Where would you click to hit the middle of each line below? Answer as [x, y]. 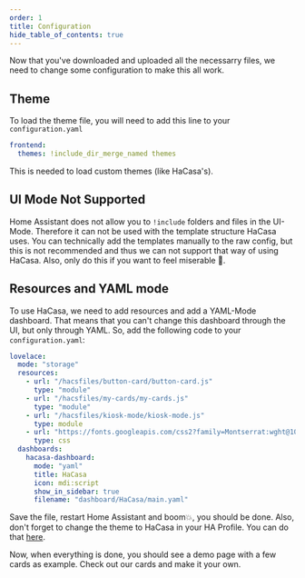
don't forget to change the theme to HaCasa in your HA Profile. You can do [149, 527]
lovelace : [28, 356]
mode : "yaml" [58, 466]
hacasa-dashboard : [60, 458]
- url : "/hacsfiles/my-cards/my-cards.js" [107, 398]
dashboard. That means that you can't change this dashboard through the [148, 320]
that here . [27, 537]
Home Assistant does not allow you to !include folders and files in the [140, 221]
